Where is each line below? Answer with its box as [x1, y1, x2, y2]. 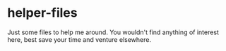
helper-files [7, 5, 78, 21]
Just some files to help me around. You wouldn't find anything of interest [7, 28, 219, 36]
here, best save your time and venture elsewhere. [7, 35, 152, 43]
